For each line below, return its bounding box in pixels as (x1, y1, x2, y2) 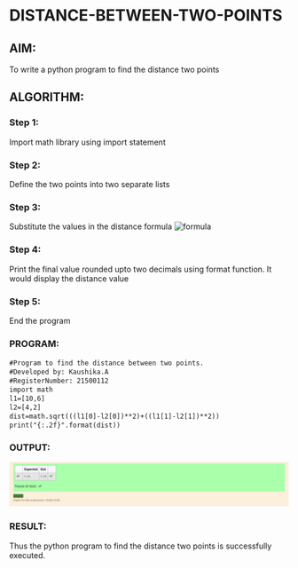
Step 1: (9, 116, 39, 129)
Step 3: (9, 201, 42, 213)
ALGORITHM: (9, 90, 84, 105)
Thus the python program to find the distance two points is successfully (9, 540, 272, 551)
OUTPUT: (9, 441, 51, 454)
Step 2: (9, 159, 42, 171)
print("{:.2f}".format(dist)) (9, 421, 122, 430)
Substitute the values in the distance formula (9, 221, 173, 232)
